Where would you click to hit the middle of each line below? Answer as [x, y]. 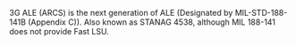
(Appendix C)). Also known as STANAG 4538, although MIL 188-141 [152, 22]
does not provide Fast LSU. [59, 31]
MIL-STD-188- [261, 13]
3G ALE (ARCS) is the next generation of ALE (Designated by [121, 13]
